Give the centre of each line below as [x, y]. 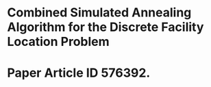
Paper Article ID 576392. [79, 73]
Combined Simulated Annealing [99, 13]
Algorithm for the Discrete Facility [105, 27]
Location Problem [58, 42]
